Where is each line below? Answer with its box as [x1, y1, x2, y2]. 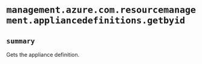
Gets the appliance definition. [6, 51, 80, 58]
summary [6, 36, 35, 45]
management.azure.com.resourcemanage [6, 4, 197, 16]
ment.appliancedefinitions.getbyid [6, 15, 186, 27]
